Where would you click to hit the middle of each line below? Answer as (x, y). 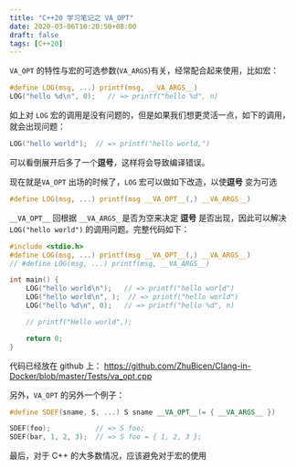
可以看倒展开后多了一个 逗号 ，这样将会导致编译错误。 (110, 162)
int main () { (34, 280)
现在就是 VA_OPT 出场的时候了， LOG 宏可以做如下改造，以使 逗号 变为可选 (143, 181)
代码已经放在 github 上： (56, 366)
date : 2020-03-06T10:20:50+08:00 (73, 27)
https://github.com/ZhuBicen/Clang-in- (177, 366)
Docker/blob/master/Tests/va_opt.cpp (81, 376)
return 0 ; (45, 338)
